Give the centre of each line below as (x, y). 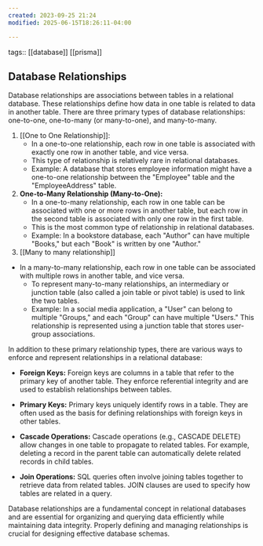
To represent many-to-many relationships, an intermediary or (130, 284)
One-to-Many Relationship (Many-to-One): (91, 194)
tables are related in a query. (66, 493)
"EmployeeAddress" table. (74, 186)
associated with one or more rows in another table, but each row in (139, 211)
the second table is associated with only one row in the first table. (137, 219)
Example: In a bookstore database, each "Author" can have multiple (140, 235)
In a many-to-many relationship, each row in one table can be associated (137, 268)
